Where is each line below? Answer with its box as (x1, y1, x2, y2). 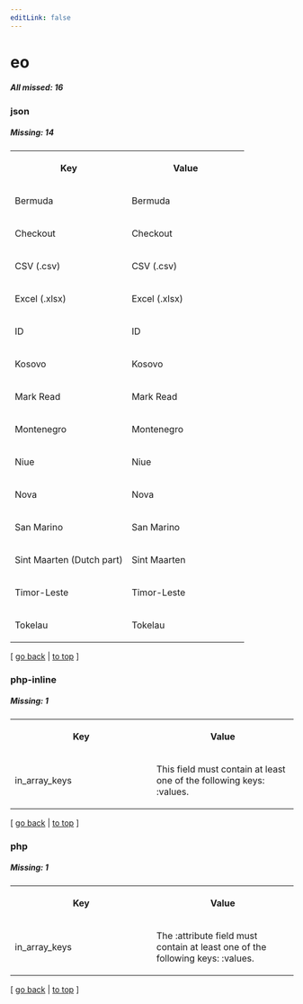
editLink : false (10, 13, 71, 23)
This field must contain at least (156, 763, 286, 775)
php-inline (10, 673, 57, 685)
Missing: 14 (10, 127, 55, 138)
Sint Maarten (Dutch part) (14, 553, 123, 565)
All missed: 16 (10, 82, 64, 93)
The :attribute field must (156, 929, 258, 942)
